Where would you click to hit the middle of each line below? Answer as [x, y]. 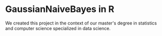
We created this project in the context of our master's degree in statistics [81, 23]
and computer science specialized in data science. [58, 28]
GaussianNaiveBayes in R [60, 9]
